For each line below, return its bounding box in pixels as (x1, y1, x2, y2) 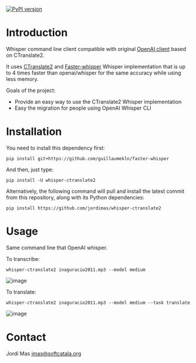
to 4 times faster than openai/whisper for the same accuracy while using (6, 69, 181, 76)
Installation (6, 125, 62, 138)
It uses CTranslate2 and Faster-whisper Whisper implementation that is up (6, 63, 186, 70)
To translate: (6, 288, 36, 296)
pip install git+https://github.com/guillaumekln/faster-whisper (6, 155, 169, 161)
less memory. (6, 75, 39, 82)
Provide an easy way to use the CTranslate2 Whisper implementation (14, 98, 182, 105)
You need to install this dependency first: (6, 144, 105, 151)
